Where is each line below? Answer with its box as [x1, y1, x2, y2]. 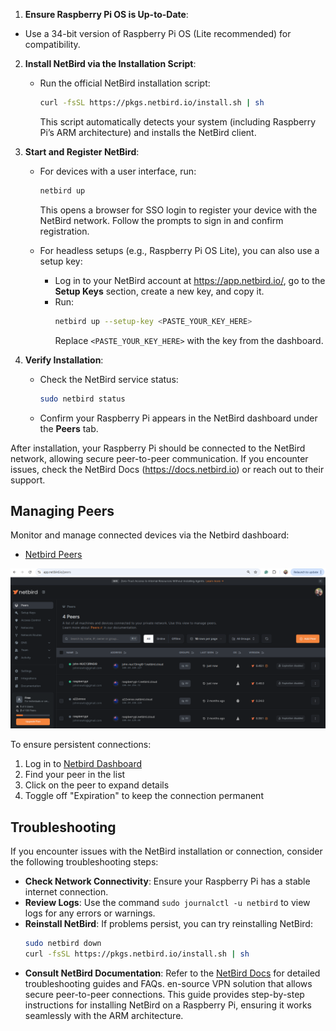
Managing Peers [10, 502, 115, 519]
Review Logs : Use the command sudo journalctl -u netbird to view [24, 897, 311, 909]
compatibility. [24, 39, 81, 50]
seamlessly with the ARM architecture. [24, 1009, 184, 1021]
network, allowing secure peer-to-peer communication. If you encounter [10, 452, 309, 464]
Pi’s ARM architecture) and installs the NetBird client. [39, 126, 257, 138]
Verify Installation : [24, 354, 104, 366]
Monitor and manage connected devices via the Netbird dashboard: [10, 529, 290, 541]
